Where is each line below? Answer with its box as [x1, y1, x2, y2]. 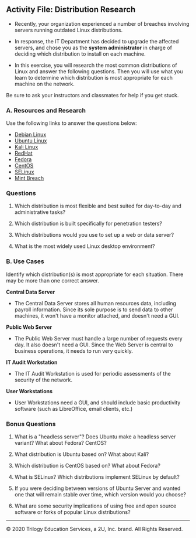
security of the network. [14, 376, 73, 383]
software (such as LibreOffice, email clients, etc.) [14, 405, 133, 412]
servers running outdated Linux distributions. [14, 26, 123, 33]
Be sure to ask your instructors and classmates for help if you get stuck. [6, 91, 179, 98]
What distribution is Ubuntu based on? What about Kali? [14, 451, 149, 458]
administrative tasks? [14, 209, 66, 216]
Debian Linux [14, 131, 47, 138]
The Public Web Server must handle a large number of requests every [14, 335, 183, 342]
